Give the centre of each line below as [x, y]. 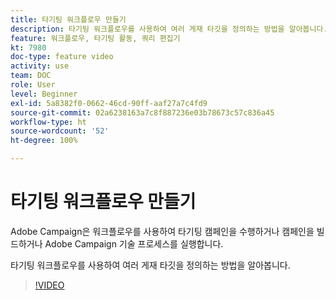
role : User [33, 85]
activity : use [40, 66]
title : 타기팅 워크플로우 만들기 [68, 19]
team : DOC [31, 76]
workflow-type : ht [48, 122]
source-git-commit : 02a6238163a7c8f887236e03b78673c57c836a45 [142, 112]
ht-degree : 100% [44, 141]
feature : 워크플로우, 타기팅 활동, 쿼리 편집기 [95, 38]
